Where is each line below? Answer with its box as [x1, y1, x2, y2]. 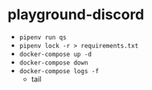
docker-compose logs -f [18, 67, 100, 75]
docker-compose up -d [18, 50, 92, 58]
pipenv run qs [18, 33, 67, 41]
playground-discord [7, 6, 145, 24]
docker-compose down [18, 58, 88, 67]
